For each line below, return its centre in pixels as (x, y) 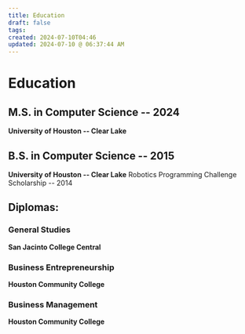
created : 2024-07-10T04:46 (52, 37)
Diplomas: (33, 207)
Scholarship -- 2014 (40, 183)
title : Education (37, 15)
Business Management (53, 304)
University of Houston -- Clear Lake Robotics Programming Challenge (122, 174)
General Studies (39, 230)
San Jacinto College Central (55, 247)
